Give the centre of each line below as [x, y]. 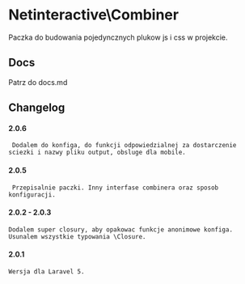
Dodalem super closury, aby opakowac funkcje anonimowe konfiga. [120, 229]
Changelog [37, 108]
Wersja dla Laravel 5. [46, 271]
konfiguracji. [32, 195]
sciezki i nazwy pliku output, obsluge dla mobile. [97, 153]
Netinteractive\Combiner [94, 15]
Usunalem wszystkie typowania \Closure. [78, 236]
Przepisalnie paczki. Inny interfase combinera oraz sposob [115, 188]
